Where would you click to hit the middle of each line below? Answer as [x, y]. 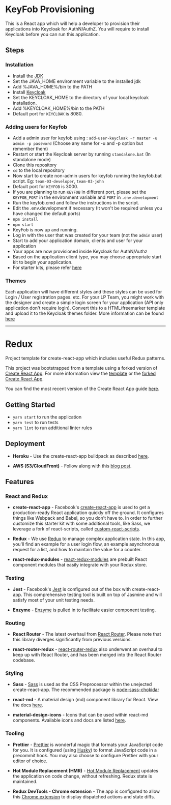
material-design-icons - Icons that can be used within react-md [80, 715]
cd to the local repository [39, 170]
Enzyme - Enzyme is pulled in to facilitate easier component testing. [84, 610]
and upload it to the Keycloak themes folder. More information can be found [84, 313]
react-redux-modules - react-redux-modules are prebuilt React [80, 559]
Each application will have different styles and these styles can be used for [84, 292]
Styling [15, 673]
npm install [25, 219]
